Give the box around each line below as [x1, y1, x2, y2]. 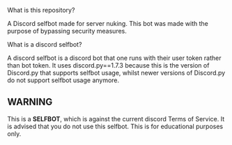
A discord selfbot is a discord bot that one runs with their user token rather [7, 54, 222, 62]
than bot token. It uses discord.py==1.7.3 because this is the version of [7, 61, 210, 69]
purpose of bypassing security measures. [7, 27, 127, 35]
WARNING [7, 96, 53, 108]
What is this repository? [7, 6, 75, 14]
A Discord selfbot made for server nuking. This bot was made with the [7, 20, 209, 27]
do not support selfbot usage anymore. [7, 76, 120, 84]
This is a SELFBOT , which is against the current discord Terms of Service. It [7, 114, 225, 123]
